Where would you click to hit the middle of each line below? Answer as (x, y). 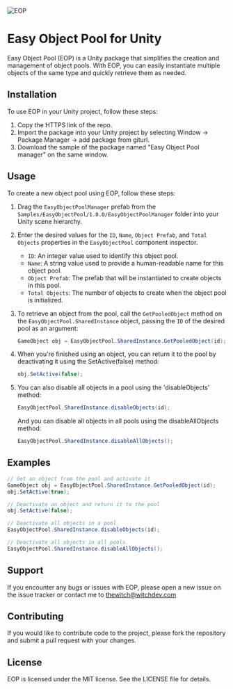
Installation (32, 95)
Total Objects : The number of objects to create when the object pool (127, 293)
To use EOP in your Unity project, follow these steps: (82, 111)
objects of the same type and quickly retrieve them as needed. (97, 72)
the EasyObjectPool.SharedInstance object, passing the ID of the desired (121, 321)
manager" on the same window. (63, 154)
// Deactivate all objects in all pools (67, 542)
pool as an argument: (48, 328)
